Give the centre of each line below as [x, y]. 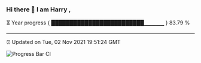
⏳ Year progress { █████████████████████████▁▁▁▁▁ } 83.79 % [98, 23]
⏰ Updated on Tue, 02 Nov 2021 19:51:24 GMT [63, 42]
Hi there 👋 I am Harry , [39, 10]
